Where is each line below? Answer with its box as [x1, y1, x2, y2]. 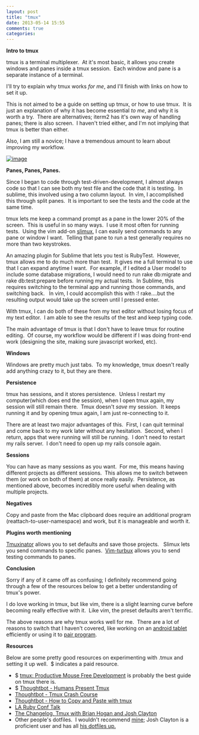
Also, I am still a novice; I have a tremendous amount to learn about [6, 137, 170, 145]
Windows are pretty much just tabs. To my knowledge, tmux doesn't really [6, 361, 189, 369]
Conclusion [6, 565, 36, 572]
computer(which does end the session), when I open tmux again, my [6, 397, 174, 404]
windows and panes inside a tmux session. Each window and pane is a [6, 65, 181, 72]
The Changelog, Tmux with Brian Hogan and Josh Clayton [14, 710, 157, 717]
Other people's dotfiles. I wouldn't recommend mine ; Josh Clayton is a [14, 716, 189, 723]
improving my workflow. [6, 144, 65, 151]
